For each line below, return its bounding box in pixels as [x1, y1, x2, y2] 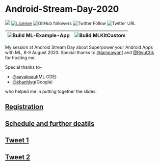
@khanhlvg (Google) [12, 79, 53, 84]
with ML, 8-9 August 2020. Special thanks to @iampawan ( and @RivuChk [5, 49, 155, 55]
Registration [5, 103, 44, 111]
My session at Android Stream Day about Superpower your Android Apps [5, 44, 153, 50]
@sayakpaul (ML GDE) [12, 74, 57, 80]
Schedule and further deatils [5, 119, 95, 128]
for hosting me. [5, 55, 36, 60]
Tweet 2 [5, 153, 30, 161]
